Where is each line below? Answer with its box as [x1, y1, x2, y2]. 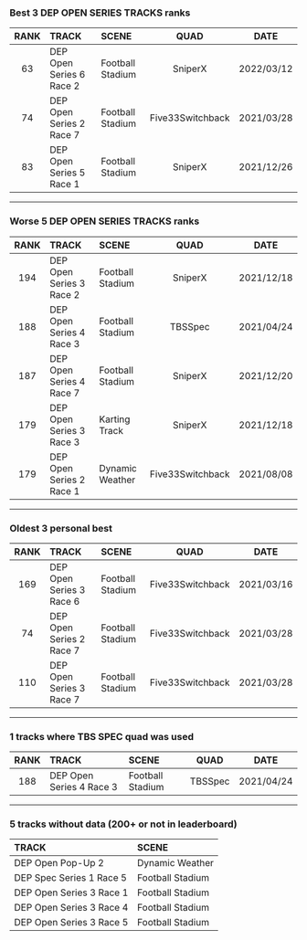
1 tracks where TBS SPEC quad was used [9, 730, 195, 743]
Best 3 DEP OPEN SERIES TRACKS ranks [9, 6, 191, 19]
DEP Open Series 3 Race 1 [14, 886, 129, 899]
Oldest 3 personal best [9, 522, 112, 534]
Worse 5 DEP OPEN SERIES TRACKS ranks [9, 215, 200, 227]
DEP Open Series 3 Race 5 [14, 916, 129, 929]
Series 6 [49, 69, 86, 81]
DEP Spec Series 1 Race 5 [14, 871, 128, 884]
